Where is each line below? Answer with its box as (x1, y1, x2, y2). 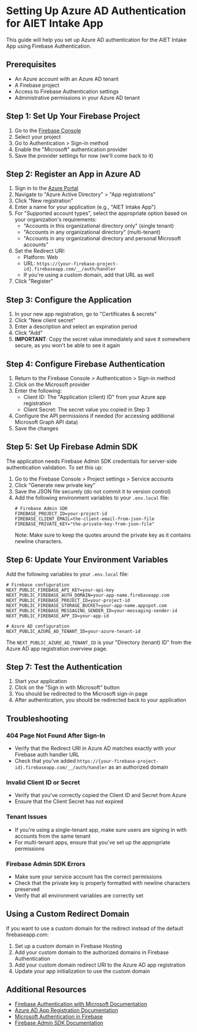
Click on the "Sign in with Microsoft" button (14, 684, 120, 691)
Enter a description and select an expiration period (14, 323, 138, 330)
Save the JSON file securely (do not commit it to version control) (14, 488, 171, 495)
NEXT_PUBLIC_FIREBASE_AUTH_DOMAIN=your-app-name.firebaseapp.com (6, 592, 169, 598)
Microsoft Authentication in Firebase (14, 1013, 103, 1020)
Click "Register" (14, 277, 54, 285)
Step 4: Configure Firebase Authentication (6, 359, 165, 369)
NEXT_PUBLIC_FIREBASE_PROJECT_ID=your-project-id (6, 597, 131, 603)
